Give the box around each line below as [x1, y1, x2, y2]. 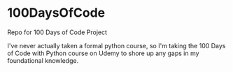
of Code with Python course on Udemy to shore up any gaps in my [7, 49, 199, 57]
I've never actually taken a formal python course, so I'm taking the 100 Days [7, 41, 226, 50]
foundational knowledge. [7, 56, 79, 64]
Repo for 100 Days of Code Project [7, 28, 107, 36]
